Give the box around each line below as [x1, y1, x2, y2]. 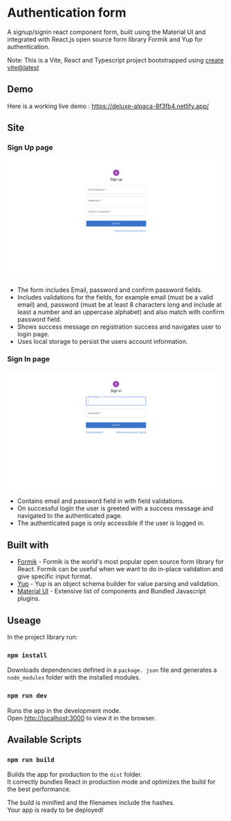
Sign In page [7, 354, 50, 364]
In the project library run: [7, 633, 78, 641]
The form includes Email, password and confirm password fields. [17, 286, 203, 294]
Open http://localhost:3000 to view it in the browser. [7, 714, 156, 722]
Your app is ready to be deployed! [7, 806, 104, 814]
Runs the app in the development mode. [7, 706, 121, 715]
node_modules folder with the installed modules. [7, 673, 141, 682]
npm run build [7, 756, 55, 763]
